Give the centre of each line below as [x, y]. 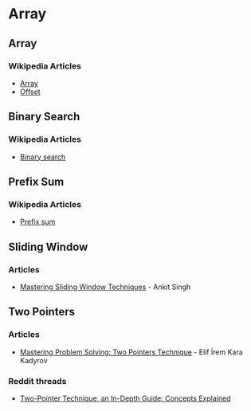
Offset [30, 92]
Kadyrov [33, 360]
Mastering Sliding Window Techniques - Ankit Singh [105, 287]
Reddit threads [37, 381]
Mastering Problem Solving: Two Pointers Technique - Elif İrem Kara [131, 352]
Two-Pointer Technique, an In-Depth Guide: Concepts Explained [125, 398]
